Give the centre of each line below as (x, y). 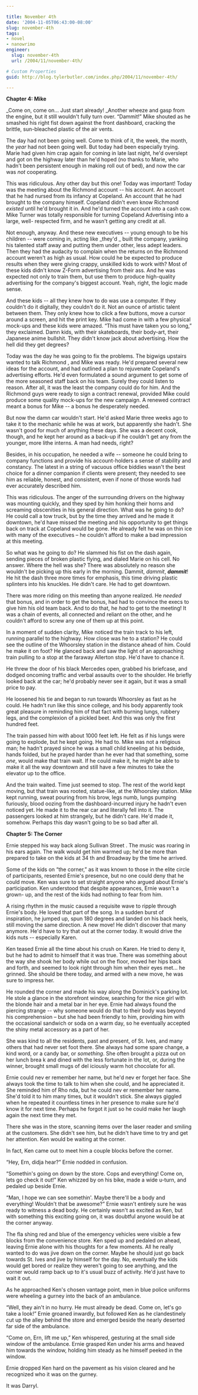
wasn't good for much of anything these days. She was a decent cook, (92, 431)
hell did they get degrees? (38, 345)
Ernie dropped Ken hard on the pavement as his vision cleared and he (91, 1368)
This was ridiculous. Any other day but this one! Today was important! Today (99, 183)
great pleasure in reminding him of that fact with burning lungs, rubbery (93, 712)
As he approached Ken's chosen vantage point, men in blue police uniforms (98, 1290)
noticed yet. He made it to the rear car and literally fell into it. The (85, 810)
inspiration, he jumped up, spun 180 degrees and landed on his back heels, (97, 919)
